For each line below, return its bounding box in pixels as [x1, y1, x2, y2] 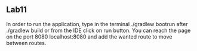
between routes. [6, 39, 47, 46]
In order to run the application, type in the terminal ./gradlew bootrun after [6, 20, 188, 27]
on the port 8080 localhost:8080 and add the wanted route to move [6, 33, 173, 40]
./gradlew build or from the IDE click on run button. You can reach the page [6, 27, 191, 34]
